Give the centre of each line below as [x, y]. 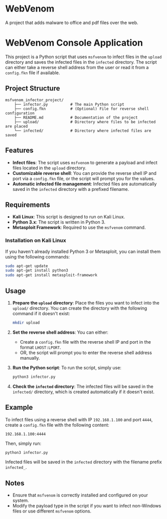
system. [21, 500]
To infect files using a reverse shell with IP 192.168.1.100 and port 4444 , [79, 419]
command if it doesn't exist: [41, 314]
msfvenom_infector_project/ [35, 100]
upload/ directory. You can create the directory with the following [80, 308]
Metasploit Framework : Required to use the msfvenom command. [79, 227]
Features [19, 151]
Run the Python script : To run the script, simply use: [67, 367]
